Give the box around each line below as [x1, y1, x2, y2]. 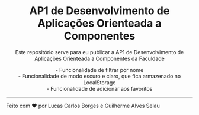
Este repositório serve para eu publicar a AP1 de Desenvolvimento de [15, 48, 184, 55]
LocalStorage [83, 78, 116, 86]
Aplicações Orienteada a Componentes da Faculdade [34, 55, 165, 62]
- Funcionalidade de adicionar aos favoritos [46, 85, 153, 92]
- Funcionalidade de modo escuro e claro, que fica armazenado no [18, 73, 181, 80]
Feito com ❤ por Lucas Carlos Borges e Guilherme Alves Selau [6, 102, 160, 109]
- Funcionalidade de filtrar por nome [55, 66, 144, 73]
